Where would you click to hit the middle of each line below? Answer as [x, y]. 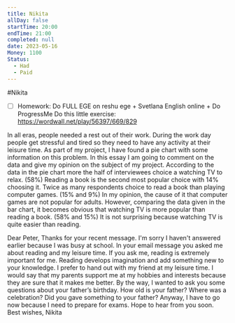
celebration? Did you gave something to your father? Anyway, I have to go [114, 297]
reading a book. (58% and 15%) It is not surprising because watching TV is [115, 217]
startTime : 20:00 [33, 27]
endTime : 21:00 [29, 33]
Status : [19, 60]
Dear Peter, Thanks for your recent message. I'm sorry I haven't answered [114, 238]
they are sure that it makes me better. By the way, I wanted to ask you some [116, 282]
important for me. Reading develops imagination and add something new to [116, 260]
